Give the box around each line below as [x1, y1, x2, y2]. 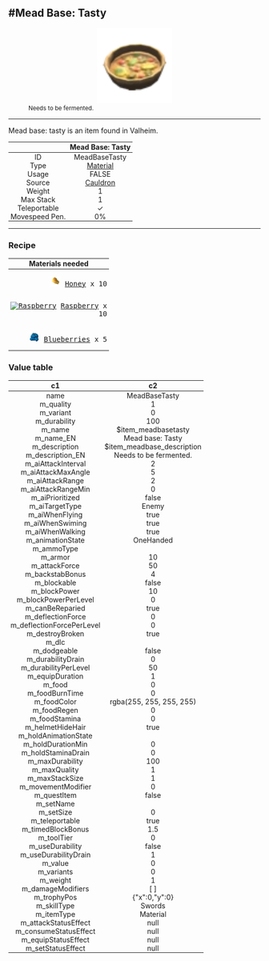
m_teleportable [30, 815, 80, 825]
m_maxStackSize [26, 773, 84, 783]
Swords [140, 900, 166, 911]
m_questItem [34, 790, 78, 799]
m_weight [39, 875, 72, 885]
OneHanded [133, 535, 174, 545]
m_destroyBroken [26, 628, 85, 639]
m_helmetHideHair [25, 722, 86, 731]
